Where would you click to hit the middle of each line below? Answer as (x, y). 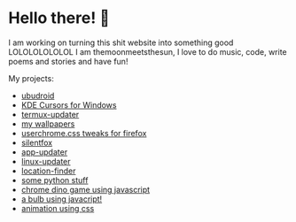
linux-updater (46, 161)
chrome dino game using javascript (86, 189)
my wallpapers (48, 124)
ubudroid (38, 96)
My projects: (31, 78)
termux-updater (50, 114)
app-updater (44, 152)
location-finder (48, 171)
